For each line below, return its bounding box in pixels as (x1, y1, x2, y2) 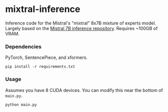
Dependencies (5, 43, 42, 50)
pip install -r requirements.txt (5, 64, 75, 69)
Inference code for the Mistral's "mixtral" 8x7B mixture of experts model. (5, 20, 156, 26)
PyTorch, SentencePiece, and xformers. (5, 54, 88, 60)
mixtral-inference (5, 3, 80, 15)
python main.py (5, 102, 37, 107)
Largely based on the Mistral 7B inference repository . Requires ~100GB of (5, 25, 158, 31)
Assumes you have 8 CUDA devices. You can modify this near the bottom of (5, 87, 163, 93)
